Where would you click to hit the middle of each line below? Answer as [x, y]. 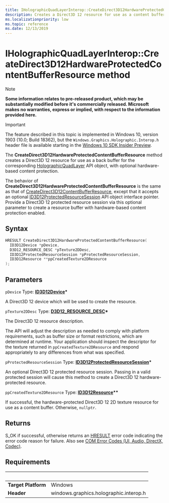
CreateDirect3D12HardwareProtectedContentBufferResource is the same [83, 186]
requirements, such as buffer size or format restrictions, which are [74, 336]
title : [12, 10]
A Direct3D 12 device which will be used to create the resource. [71, 301]
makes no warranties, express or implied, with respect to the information [83, 109]
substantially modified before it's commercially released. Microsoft [77, 104]
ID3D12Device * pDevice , [34, 245]
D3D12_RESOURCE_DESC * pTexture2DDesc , [51, 250]
